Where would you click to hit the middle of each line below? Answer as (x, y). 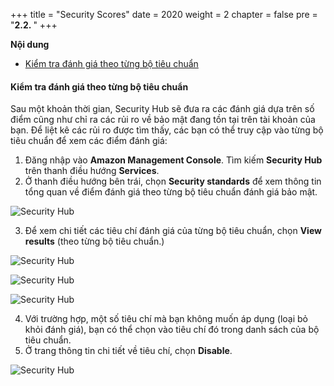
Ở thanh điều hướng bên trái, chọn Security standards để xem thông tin (173, 181)
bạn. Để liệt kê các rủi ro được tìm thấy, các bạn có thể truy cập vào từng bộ (167, 130)
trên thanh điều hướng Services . (92, 171)
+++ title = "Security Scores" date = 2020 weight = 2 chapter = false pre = (164, 14)
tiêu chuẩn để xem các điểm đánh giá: (89, 141)
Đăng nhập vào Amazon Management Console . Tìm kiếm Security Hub (173, 160)
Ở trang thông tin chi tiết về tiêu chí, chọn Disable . (128, 351)
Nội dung (30, 44)
